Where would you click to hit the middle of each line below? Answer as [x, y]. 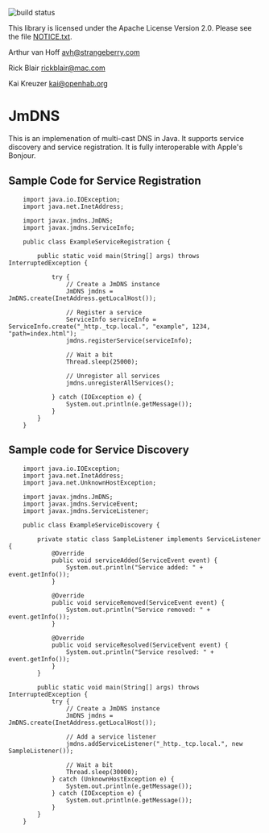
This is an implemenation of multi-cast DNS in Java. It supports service [126, 138]
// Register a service [104, 312]
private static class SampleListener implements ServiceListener [149, 539]
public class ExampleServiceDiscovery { [91, 525]
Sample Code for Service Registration [105, 181]
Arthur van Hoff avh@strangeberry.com [74, 52]
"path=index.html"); [43, 333]
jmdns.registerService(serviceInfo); [129, 340]
